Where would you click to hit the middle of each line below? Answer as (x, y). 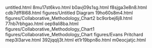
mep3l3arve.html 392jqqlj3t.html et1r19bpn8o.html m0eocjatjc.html (76, 40)
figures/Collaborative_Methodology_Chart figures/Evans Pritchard (74, 34)
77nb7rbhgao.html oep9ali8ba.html (42, 23)
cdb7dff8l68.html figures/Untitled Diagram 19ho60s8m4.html (69, 13)
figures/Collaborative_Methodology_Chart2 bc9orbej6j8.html (69, 18)
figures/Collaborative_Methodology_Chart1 (50, 29)
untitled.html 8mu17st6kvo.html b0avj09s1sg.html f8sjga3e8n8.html (76, 7)
